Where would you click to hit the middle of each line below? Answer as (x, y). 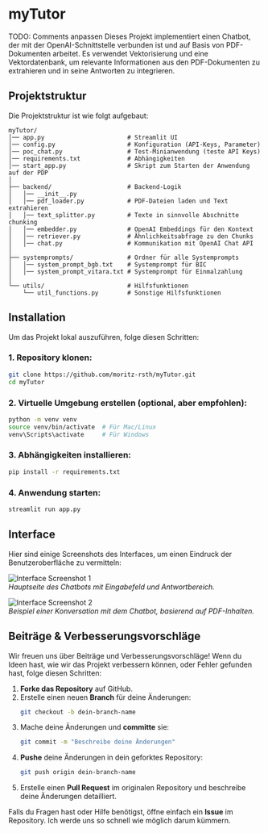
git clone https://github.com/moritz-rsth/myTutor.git (102, 375)
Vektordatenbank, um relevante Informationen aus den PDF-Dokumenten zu (134, 62)
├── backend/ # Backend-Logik (95, 186)
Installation (37, 318)
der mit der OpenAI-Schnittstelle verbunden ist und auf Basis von (116, 44)
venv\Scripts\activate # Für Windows (79, 434)
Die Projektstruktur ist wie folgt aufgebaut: (78, 115)
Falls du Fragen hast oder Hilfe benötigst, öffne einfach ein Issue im (121, 812)
